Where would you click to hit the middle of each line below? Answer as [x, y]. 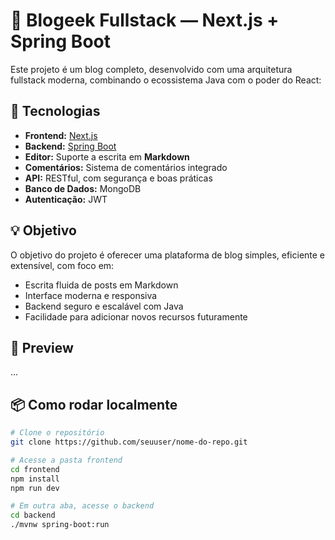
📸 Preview [42, 347]
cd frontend [35, 469]
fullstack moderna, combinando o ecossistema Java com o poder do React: [166, 80]
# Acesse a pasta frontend [66, 460]
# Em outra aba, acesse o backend [82, 506]
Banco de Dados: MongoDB [83, 188]
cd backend [33, 515]
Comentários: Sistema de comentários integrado [126, 167]
